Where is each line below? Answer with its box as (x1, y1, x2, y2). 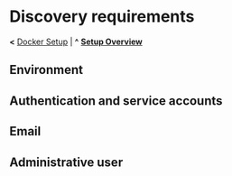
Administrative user (9, 154, 124, 170)
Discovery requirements (9, 6, 195, 27)
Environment (9, 62, 84, 78)
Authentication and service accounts (9, 93, 223, 108)
